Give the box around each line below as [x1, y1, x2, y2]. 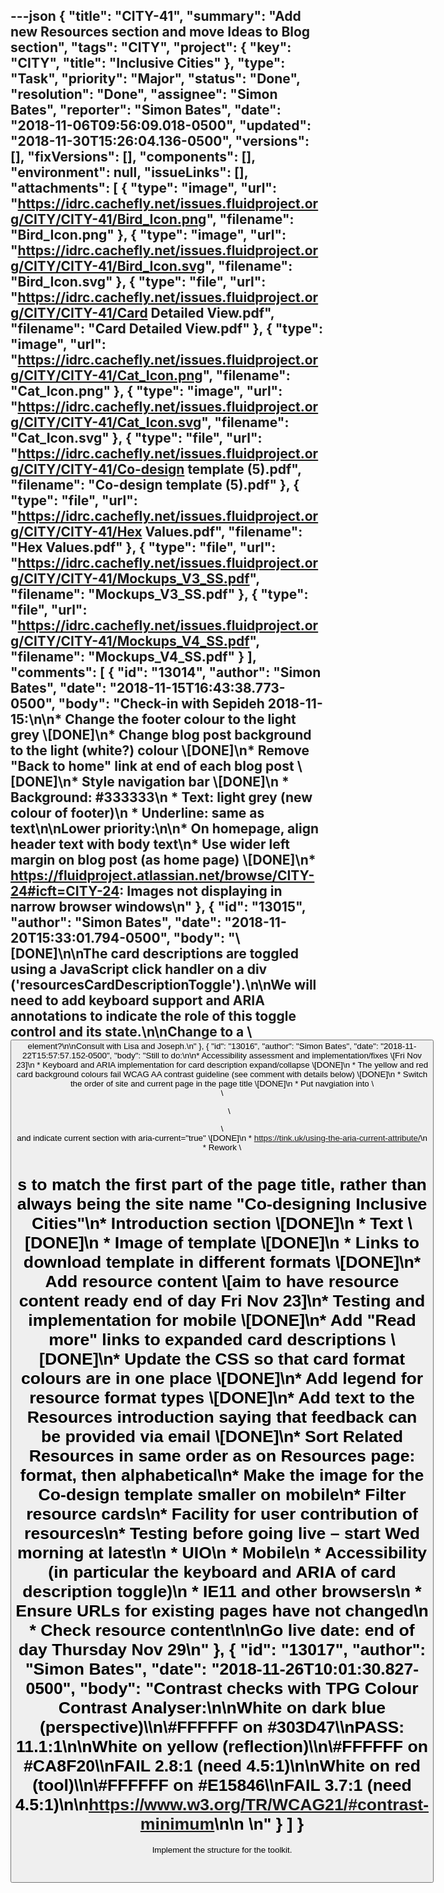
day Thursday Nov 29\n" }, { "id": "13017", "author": [18, 1640, 427, 1660]
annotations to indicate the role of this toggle [10, 1008, 297, 1025]
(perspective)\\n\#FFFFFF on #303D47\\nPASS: [39, 1717, 405, 1738]
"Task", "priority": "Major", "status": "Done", [10, 70, 301, 88]
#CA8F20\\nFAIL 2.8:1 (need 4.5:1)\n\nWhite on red [23, 1756, 421, 1776]
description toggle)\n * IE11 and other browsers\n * [22, 1582, 422, 1602]
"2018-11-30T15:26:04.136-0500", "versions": [10, 133, 310, 150]
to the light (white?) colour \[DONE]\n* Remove [10, 742, 310, 759]
